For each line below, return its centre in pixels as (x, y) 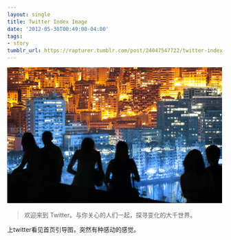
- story (18, 44)
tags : (15, 36)
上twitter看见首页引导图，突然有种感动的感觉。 (74, 229)
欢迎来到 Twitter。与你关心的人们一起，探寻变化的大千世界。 (110, 215)
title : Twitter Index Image (47, 22)
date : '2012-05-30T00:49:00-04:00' (58, 29)
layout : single (29, 14)
